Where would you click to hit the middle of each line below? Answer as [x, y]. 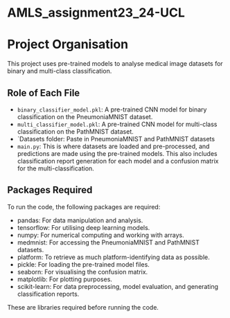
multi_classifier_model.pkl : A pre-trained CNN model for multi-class [117, 124]
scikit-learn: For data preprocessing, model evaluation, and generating [117, 286]
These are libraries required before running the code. [83, 307]
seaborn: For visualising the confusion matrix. [82, 272]
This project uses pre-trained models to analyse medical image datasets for [115, 64]
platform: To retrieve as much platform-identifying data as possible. [113, 257]
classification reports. [48, 294]
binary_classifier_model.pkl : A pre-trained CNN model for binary [112, 109]
